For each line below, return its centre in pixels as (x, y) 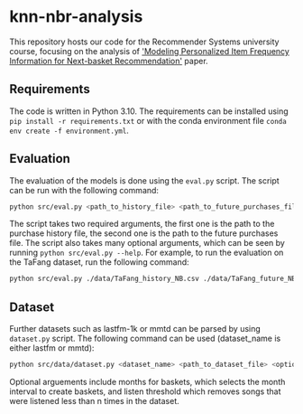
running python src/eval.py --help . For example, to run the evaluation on (147, 253)
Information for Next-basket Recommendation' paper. (109, 61)
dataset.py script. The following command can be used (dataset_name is (145, 339)
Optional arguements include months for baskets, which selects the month (147, 382)
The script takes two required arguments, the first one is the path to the (142, 224)
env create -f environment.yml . (69, 130)
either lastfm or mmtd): (52, 348)
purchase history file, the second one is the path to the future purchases (144, 233)
